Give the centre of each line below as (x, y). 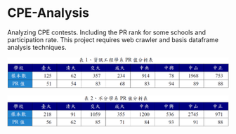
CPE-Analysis (48, 13)
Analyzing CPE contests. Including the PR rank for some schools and (106, 32)
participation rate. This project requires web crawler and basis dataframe (113, 39)
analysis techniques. (37, 47)
